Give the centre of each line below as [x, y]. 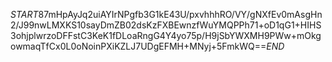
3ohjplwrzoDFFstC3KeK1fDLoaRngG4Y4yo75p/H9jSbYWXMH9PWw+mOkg [166, 35]
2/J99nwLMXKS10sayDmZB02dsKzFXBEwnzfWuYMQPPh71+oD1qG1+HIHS [166, 25]
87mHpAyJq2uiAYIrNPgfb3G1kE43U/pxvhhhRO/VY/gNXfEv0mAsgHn [180, 14]
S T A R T [24, 14]
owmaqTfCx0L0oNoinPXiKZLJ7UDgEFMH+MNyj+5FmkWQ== [138, 46]
